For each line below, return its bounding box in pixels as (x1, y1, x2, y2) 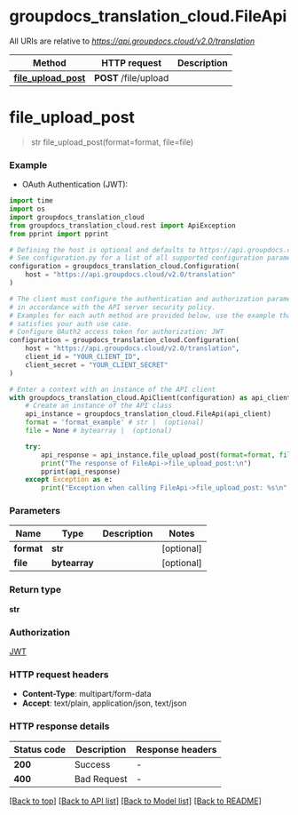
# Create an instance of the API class (25, 402, 173, 411)
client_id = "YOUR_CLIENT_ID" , (25, 353, 141, 362)
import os (9, 204, 46, 214)
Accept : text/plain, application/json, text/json (21, 698, 188, 708)
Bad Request (74, 772, 128, 785)
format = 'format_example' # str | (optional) (25, 418, 204, 427)
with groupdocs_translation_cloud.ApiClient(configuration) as (9, 393, 248, 402)
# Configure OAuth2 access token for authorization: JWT (9, 327, 224, 337)
